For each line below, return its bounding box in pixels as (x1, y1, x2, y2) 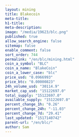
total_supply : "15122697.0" (5, 93, 62, 98)
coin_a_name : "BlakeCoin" (5, 66, 57, 71)
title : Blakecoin (5, 12, 40, 17)
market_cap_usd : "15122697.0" (5, 88, 66, 93)
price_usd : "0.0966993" (5, 75, 53, 80)
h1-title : (5, 20, 25, 26)
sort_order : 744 (5, 52, 38, 57)
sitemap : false (5, 43, 36, 48)
